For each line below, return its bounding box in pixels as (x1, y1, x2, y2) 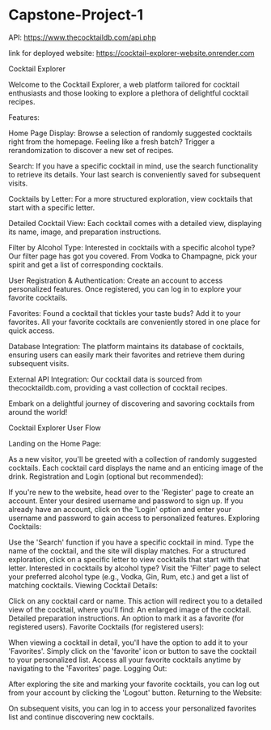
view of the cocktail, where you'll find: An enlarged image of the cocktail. (8, 604, 252, 614)
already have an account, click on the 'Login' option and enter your (8, 504, 232, 514)
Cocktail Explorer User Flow (8, 423, 101, 433)
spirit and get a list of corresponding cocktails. (8, 259, 163, 269)
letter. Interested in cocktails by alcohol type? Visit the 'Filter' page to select (8, 563, 261, 573)
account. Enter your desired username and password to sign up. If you (8, 496, 243, 506)
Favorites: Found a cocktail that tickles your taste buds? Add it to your (8, 308, 241, 318)
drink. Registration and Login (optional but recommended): (8, 472, 204, 481)
